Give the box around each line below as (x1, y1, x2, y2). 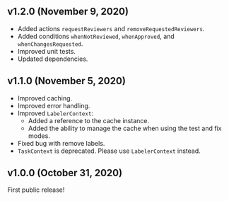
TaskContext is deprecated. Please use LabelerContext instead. (17, 147, 201, 155)
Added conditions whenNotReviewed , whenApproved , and (17, 32, 175, 40)
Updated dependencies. (17, 54, 88, 63)
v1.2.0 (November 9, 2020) (7, 6, 129, 18)
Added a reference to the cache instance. (28, 116, 150, 125)
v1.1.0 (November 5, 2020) (7, 75, 126, 87)
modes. (28, 131, 51, 140)
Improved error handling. (17, 101, 90, 110)
